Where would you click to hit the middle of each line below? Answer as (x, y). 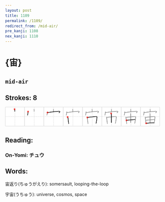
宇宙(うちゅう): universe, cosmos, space (46, 194)
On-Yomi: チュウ (25, 155)
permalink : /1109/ (24, 21)
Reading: (19, 140)
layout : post (18, 10)
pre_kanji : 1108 (22, 31)
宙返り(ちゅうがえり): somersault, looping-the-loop (57, 184)
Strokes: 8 (21, 98)
